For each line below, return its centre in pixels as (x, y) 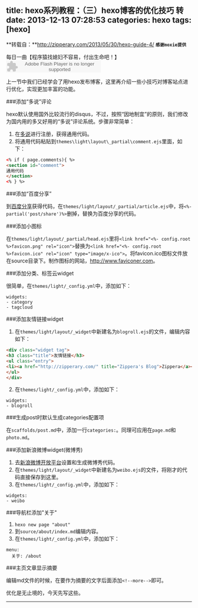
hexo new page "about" (42, 525)
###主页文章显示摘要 (32, 568)
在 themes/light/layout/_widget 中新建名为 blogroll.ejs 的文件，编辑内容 (102, 331)
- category (19, 303)
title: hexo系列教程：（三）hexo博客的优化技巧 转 (95, 11)
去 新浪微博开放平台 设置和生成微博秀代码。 (66, 462)
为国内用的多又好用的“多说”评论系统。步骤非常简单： (70, 121)
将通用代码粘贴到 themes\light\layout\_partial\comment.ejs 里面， (96, 141)
